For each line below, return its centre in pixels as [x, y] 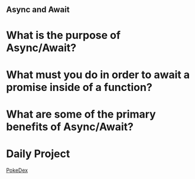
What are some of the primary [81, 114]
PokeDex [17, 170]
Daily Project [38, 154]
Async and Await [38, 10]
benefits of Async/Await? [70, 127]
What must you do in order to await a [98, 75]
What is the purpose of [64, 35]
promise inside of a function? [79, 87]
